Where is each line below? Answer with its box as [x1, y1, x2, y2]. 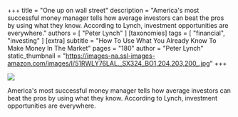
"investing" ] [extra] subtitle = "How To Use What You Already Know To [7, 36, 217, 45]
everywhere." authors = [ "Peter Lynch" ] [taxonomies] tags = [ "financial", [7, 29, 226, 37]
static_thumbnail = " [7, 51, 66, 60]
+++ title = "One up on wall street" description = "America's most [7, 6, 200, 14]
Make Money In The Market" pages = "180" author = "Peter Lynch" [7, 44, 205, 52]
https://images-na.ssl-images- [65, 51, 155, 60]
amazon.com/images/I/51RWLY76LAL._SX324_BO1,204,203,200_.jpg [7, 59, 210, 67]
